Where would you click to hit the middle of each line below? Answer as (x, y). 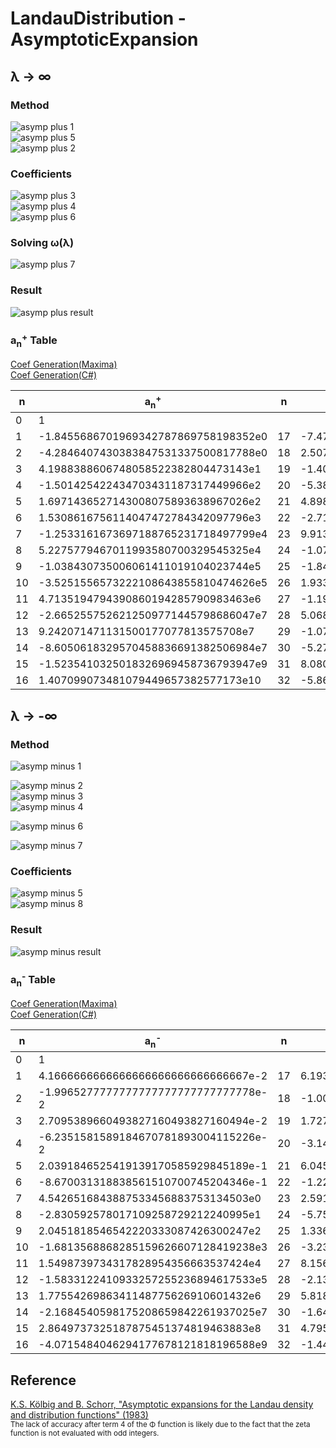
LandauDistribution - (98, 18)
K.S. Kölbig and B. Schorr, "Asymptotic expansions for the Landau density (162, 1404)
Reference (43, 1380)
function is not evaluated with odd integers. (85, 1433)
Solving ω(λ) (42, 243)
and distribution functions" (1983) (79, 1414)
